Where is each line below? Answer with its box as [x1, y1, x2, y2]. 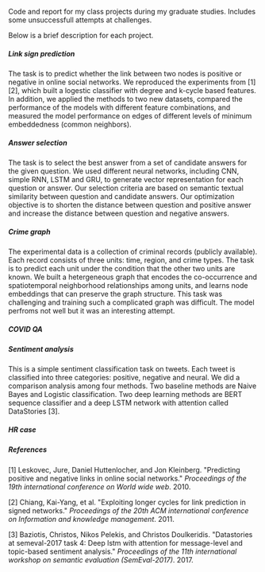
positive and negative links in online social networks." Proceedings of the [8, 473, 248, 483]
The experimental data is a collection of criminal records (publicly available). [8, 247, 258, 256]
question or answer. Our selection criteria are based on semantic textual [8, 183, 244, 193]
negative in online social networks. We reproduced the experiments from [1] [8, 77, 256, 87]
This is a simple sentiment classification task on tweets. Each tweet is [8, 364, 236, 374]
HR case [8, 425, 37, 434]
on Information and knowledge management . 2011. [8, 514, 175, 523]
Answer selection [8, 138, 67, 147]
